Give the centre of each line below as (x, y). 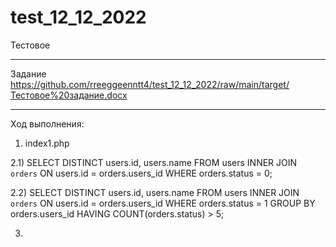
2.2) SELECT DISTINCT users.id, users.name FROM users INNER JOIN (155, 192)
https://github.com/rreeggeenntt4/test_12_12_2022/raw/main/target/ (150, 84)
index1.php (47, 143)
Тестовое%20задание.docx (69, 95)
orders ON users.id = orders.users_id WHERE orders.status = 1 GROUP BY (163, 203)
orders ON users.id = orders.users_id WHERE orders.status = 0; (141, 173)
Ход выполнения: (47, 123)
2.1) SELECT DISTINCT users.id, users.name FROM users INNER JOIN (154, 162)
